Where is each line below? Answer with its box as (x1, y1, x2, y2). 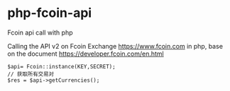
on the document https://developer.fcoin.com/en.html (7, 49, 165, 58)
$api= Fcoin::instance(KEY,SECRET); (7, 63, 116, 70)
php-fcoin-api (7, 5, 92, 21)
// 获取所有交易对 (7, 71, 55, 78)
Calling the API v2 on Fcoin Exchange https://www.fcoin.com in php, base (7, 42, 224, 50)
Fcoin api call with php (7, 28, 73, 37)
